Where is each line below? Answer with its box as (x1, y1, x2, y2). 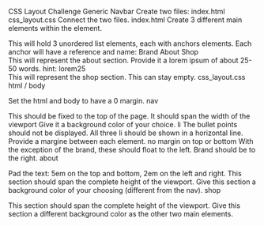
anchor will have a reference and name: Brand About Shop (8, 47, 199, 56)
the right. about (8, 153, 58, 163)
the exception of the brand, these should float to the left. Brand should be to (8, 145, 256, 154)
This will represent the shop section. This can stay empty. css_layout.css (8, 73, 246, 81)
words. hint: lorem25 (18, 64, 86, 73)
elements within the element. (8, 24, 103, 32)
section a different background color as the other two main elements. (8, 209, 233, 218)
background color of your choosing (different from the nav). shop (8, 186, 221, 194)
